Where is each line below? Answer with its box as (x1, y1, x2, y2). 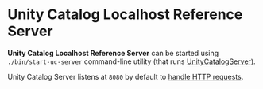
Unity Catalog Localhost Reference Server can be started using (7, 48, 219, 57)
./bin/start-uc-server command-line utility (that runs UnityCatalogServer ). (7, 57, 256, 66)
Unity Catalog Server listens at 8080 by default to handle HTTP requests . (7, 72, 244, 81)
